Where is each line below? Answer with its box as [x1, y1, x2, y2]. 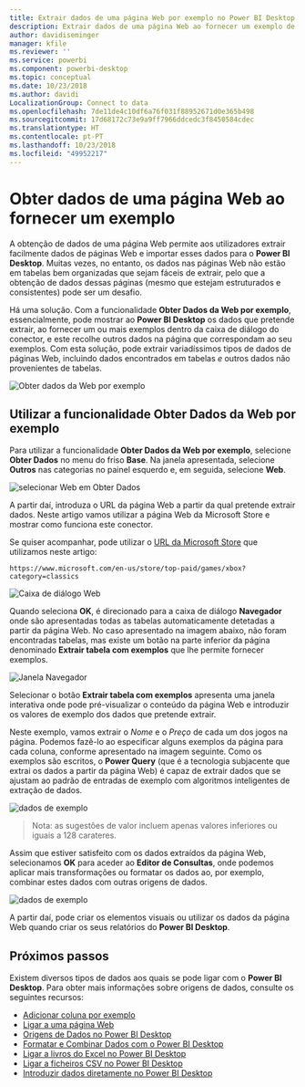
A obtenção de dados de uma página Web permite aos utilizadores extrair [9, 238, 286, 249]
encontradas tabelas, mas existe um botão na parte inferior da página [9, 635, 270, 646]
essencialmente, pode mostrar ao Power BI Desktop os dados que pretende [9, 314, 295, 325]
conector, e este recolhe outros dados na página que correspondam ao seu [9, 333, 293, 344]
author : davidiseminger [9, 30, 100, 39]
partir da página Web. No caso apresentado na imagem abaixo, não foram [9, 625, 287, 636]
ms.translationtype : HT [9, 124, 100, 133]
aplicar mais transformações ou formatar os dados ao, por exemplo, [9, 867, 265, 878]
